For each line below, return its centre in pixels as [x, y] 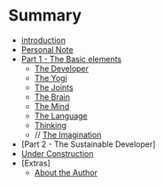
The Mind [52, 106]
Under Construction [57, 153]
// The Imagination [68, 134]
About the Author [66, 172]
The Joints [54, 87]
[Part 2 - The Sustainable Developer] [88, 144]
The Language [61, 116]
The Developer [62, 69]
